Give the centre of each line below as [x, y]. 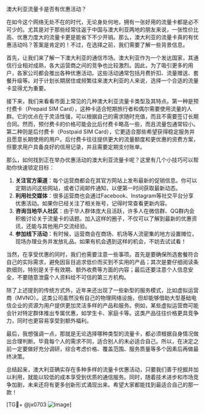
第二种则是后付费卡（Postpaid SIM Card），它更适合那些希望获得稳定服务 [98, 132]
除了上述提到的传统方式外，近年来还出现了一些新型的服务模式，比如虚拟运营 [103, 290]
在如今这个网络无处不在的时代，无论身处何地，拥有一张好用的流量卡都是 [97, 22]
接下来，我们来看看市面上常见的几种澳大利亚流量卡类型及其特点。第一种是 [100, 101]
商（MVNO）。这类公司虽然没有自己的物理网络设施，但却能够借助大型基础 [99, 298]
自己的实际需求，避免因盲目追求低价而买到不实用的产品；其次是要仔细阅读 [100, 262]
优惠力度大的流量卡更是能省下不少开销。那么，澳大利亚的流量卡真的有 [105, 37]
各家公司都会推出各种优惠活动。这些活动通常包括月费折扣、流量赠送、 [105, 73]
